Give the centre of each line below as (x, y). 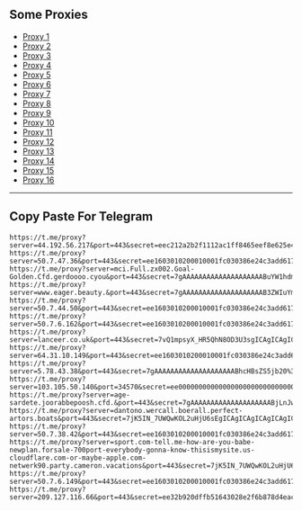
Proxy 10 (38, 122)
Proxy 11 (37, 132)
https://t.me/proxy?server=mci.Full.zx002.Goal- (102, 269)
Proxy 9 (36, 112)
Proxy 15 (38, 170)
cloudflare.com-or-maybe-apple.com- (78, 458)
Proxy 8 (36, 103)
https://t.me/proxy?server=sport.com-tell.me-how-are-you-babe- (132, 442)
